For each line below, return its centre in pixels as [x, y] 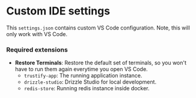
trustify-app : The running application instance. [83, 76]
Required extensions [37, 49]
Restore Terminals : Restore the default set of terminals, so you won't [101, 63]
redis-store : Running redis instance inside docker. [87, 88]
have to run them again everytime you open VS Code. [81, 69]
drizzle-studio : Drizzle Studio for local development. [90, 82]
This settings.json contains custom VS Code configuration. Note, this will [98, 28]
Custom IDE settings [58, 11]
